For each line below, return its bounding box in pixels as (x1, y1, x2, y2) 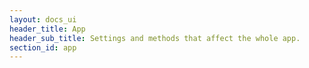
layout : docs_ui (9, 14, 77, 25)
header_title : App (9, 24, 86, 34)
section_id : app (9, 42, 77, 53)
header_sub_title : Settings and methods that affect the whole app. (9, 33, 301, 43)
